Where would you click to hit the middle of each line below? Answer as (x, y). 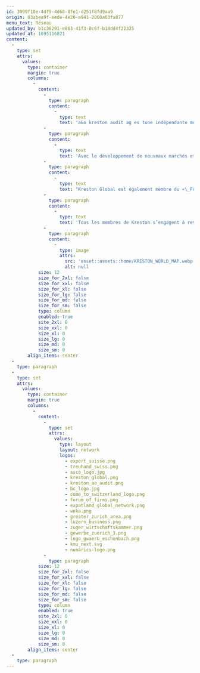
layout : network (79, 450)
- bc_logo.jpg (82, 489)
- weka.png (78, 511)
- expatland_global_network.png (105, 505)
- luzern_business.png (93, 522)
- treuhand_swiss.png (91, 467)
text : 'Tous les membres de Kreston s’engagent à (122, 223)
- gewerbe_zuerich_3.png (96, 533)
